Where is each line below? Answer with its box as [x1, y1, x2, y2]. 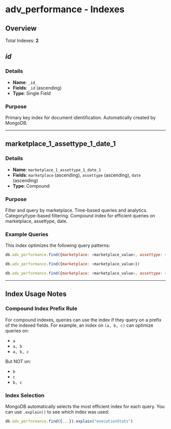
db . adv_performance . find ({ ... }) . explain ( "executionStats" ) [5, 418, 133, 424]
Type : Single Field [12, 90, 51, 96]
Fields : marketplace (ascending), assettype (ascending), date [12, 172, 141, 178]
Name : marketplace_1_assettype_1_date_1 [12, 166, 101, 172]
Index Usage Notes [5, 290, 67, 299]
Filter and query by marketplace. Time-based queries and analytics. [5, 207, 148, 213]
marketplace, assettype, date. [5, 218, 68, 224]
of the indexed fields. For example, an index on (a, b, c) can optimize [5, 322, 154, 328]
